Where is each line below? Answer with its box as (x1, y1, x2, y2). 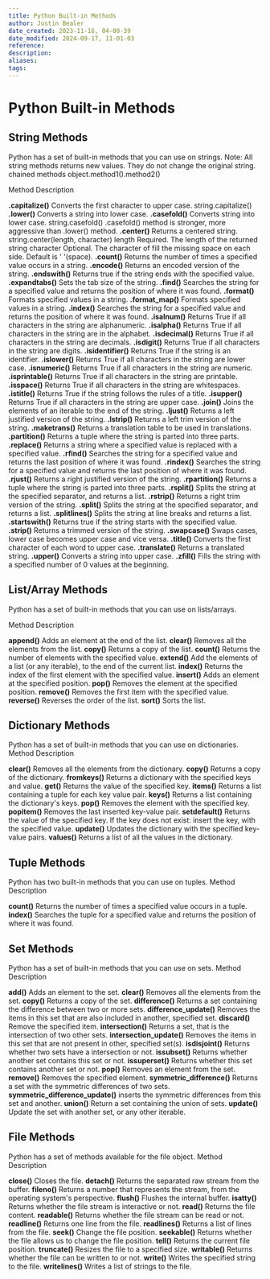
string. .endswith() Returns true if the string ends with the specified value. (8, 269, 255, 278)
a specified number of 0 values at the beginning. (8, 559, 170, 569)
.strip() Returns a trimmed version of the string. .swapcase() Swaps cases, (8, 525, 258, 535)
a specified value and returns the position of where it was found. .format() (8, 286, 255, 295)
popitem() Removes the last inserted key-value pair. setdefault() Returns (8, 807, 251, 817)
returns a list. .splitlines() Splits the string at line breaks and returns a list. (8, 508, 252, 518)
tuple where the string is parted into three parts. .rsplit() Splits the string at (8, 482, 256, 492)
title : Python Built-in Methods (8, 11, 117, 20)
